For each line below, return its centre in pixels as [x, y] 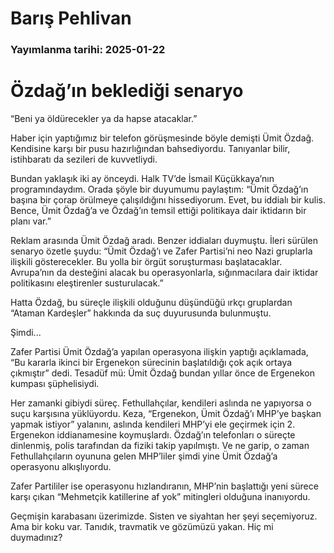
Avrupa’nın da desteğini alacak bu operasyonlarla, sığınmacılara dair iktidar [164, 273]
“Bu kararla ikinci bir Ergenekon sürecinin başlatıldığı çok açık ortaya [151, 363]
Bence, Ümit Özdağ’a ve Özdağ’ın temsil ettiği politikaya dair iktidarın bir [158, 211]
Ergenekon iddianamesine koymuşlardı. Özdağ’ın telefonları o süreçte [153, 435]
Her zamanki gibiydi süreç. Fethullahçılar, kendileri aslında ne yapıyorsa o [161, 403]
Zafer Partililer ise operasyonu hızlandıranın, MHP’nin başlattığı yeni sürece [164, 486]
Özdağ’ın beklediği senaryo [127, 91]
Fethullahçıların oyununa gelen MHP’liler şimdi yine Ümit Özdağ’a [144, 456]
